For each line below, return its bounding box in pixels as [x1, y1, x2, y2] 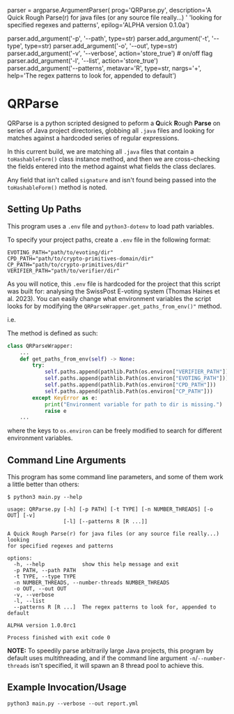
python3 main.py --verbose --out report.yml [7, 700, 139, 707]
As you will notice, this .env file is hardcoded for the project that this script [7, 279, 221, 288]
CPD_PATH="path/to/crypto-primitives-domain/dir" [7, 255, 155, 262]
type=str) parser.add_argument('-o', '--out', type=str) [24, 42, 178, 50]
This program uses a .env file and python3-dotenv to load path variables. [7, 221, 214, 230]
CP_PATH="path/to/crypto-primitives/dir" [7, 261, 130, 268]
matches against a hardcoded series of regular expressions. [7, 133, 180, 142]
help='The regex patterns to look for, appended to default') [7, 71, 177, 80]
